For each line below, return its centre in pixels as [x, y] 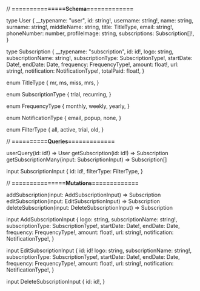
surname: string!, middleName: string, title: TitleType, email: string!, [90, 27]
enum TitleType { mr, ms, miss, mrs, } [53, 82]
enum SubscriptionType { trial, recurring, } [59, 94]
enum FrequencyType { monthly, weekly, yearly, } [68, 106]
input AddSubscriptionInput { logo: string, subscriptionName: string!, [92, 219]
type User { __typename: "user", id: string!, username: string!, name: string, [100, 20]
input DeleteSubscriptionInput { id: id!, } [55, 282]
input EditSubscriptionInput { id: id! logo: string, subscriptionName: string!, [99, 250]
